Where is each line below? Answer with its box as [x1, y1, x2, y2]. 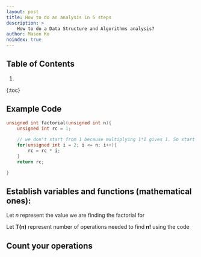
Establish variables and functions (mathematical [6, 186, 192, 196]
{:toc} [6, 86, 20, 94]
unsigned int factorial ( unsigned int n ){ [6, 119, 112, 126]
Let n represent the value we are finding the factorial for [6, 211, 145, 219]
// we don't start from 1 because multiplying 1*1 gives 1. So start [17, 136, 196, 143]
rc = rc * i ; [28, 148, 61, 154]
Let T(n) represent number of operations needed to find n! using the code [6, 223, 190, 231]
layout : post [6, 8, 39, 15]
